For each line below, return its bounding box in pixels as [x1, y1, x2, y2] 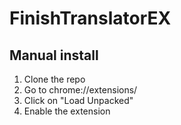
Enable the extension [23, 105, 111, 117]
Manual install [9, 47, 99, 64]
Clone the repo [23, 73, 86, 85]
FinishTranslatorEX [9, 7, 172, 30]
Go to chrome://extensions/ [23, 84, 138, 96]
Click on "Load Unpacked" [23, 95, 134, 106]
